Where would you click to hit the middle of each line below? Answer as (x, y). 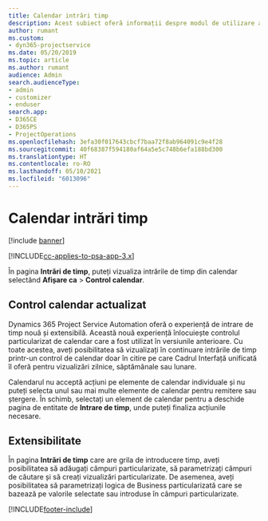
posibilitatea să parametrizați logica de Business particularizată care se (125, 485)
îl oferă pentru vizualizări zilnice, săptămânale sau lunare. (102, 366)
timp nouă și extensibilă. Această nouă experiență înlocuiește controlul (124, 333)
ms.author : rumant (39, 68)
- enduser (25, 105)
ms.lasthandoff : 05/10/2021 (55, 172)
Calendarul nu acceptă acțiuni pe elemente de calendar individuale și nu (127, 382)
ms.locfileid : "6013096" (49, 179)
